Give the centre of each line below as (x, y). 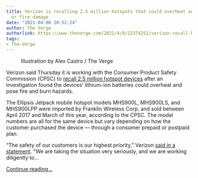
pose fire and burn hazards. (40, 91)
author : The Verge (29, 28)
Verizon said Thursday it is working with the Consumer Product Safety (91, 72)
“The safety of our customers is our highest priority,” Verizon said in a (91, 145)
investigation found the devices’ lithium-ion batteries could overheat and (94, 85)
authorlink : (21, 33)
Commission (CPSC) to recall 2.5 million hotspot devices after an (85, 78)
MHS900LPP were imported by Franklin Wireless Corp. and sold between (95, 109)
